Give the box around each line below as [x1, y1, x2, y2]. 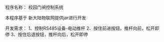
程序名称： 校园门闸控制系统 [5, 4, 63, 10]
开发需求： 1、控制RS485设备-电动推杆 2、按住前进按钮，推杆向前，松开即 [5, 25, 159, 31]
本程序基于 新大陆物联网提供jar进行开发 [5, 15, 86, 21]
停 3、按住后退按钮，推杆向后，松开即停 [5, 32, 88, 37]
